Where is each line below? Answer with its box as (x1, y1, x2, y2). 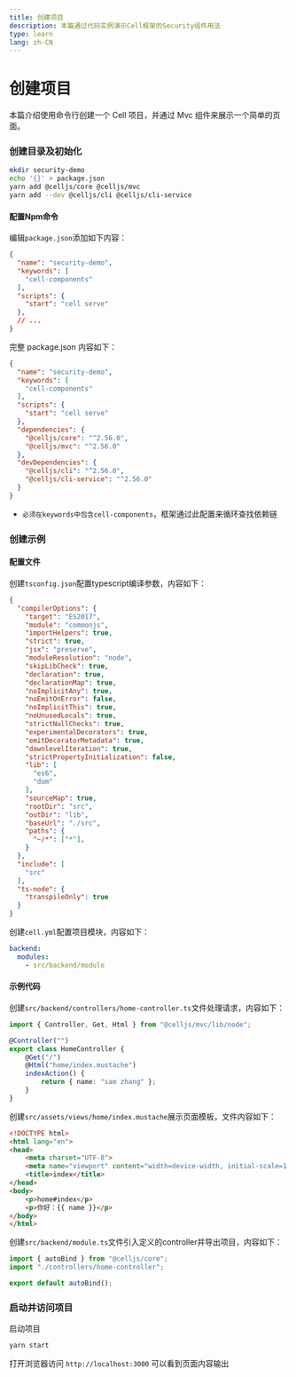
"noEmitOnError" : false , (25, 694, 117, 704)
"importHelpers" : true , (25, 629, 113, 637)
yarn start (9, 1341, 50, 1350)
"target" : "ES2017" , (25, 612, 101, 621)
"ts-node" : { (17, 884, 66, 893)
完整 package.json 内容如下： (9, 341, 118, 352)
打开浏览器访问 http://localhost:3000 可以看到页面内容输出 (9, 1358, 230, 1369)
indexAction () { (25, 1069, 86, 1079)
